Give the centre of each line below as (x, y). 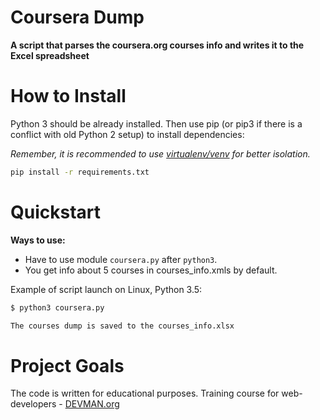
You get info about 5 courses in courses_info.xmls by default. (151, 270)
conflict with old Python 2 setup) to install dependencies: (127, 134)
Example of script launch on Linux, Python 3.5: (106, 289)
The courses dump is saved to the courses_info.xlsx (122, 326)
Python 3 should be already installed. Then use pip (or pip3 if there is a (156, 123)
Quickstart (56, 212)
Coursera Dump (77, 17)
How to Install (68, 96)
